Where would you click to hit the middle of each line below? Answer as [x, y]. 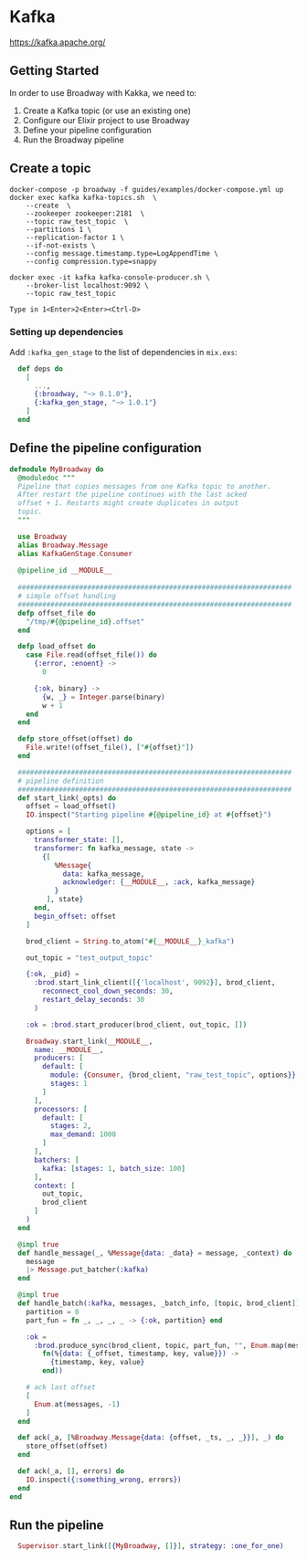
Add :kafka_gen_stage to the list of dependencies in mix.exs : [123, 352]
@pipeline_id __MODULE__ [65, 571]
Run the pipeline [57, 1525]
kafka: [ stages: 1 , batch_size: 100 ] [114, 1168]
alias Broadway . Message [63, 545]
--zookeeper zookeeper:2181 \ [85, 213]
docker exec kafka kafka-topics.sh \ [83, 197]
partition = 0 [53, 1312]
